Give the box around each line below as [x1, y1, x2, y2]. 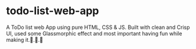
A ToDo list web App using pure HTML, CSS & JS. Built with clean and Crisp [6, 24, 190, 31]
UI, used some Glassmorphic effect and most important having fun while [6, 30, 182, 37]
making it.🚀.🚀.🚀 [6, 36, 43, 43]
